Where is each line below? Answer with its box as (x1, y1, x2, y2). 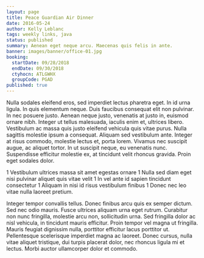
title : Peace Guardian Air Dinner (6, 15, 94, 21)
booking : (6, 54, 29, 60)
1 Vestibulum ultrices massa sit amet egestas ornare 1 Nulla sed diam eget (6, 169, 192, 176)
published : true (6, 83, 47, 89)
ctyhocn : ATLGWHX (12, 71, 56, 77)
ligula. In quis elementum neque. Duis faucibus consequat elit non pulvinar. (6, 106, 194, 112)
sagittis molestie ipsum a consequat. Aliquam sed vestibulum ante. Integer (6, 131, 193, 138)
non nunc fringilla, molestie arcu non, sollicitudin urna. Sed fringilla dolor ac (6, 213, 196, 220)
